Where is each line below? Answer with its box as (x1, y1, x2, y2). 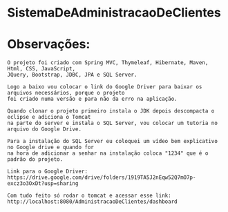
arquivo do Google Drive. (7, 126, 82, 133)
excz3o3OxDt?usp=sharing (7, 180, 79, 187)
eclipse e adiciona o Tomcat (7, 114, 91, 121)
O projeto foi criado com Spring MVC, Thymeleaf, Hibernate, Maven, (7, 59, 209, 66)
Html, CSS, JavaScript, (7, 66, 76, 73)
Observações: (7, 37, 91, 52)
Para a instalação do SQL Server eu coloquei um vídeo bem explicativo (7, 138, 218, 145)
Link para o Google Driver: (7, 168, 88, 175)
